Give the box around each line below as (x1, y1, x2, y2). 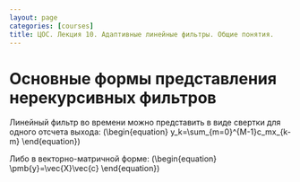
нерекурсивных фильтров (9, 87, 217, 108)
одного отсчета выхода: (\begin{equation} (9, 126, 168, 137)
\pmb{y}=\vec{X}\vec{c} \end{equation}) (9, 163, 160, 174)
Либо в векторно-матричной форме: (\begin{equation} (9, 153, 218, 164)
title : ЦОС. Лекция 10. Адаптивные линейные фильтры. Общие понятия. (9, 30, 275, 39)
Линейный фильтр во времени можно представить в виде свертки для (9, 117, 281, 128)
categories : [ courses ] (9, 22, 94, 30)
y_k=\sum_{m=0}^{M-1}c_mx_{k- (169, 126, 291, 137)
